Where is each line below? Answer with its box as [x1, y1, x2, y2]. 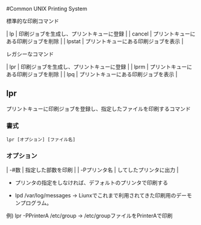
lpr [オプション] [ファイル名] [6, 137, 76, 143]
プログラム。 [20, 199, 52, 206]
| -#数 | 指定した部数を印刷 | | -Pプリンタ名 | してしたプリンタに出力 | [6, 166, 179, 173]
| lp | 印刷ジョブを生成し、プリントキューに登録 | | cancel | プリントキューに [6, 30, 196, 37]
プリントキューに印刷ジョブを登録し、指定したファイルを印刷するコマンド [6, 105, 191, 112]
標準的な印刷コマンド [6, 17, 59, 25]
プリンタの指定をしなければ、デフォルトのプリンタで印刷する [14, 179, 169, 187]
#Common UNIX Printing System [6, 5, 87, 12]
